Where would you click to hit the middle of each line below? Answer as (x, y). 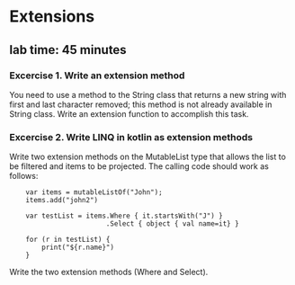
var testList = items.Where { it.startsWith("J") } (124, 216)
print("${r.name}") (78, 248)
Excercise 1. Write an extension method (97, 76)
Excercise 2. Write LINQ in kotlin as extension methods (131, 137)
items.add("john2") (62, 200)
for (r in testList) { (68, 240)
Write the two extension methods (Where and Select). (109, 272)
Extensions (52, 17)
